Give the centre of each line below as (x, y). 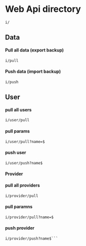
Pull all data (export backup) (34, 50)
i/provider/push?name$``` (31, 239)
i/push (12, 82)
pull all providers (23, 185)
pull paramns (19, 207)
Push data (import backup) (33, 72)
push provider (20, 228)
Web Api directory (43, 9)
